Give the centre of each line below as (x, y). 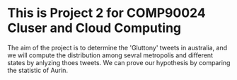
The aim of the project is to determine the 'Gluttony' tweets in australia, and (117, 47)
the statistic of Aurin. (38, 70)
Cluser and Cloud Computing (94, 28)
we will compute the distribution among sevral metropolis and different (110, 55)
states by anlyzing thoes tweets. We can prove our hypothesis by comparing (119, 62)
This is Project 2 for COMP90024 (107, 13)
